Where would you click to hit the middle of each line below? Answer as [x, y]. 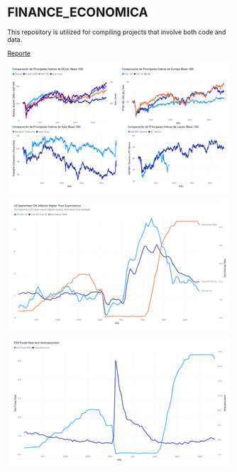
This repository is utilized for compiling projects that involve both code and [117, 32]
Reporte [19, 53]
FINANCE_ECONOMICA [78, 12]
